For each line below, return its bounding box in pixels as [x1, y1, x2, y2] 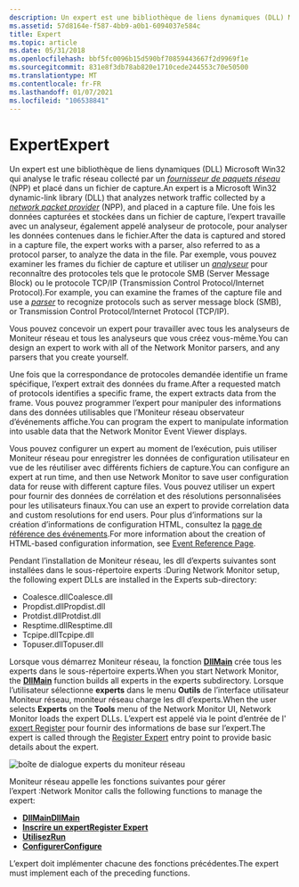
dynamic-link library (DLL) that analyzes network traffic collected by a [9, 193, 266, 203]
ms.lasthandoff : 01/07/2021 [9, 87, 114, 96]
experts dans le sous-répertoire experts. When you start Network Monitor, [9, 666, 279, 676]
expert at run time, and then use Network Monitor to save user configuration [9, 472, 289, 483]
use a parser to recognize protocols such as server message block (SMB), [9, 296, 282, 308]
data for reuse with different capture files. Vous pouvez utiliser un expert [9, 481, 276, 492]
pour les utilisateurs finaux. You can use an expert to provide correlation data [9, 501, 289, 511]
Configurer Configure [21, 841, 102, 852]
